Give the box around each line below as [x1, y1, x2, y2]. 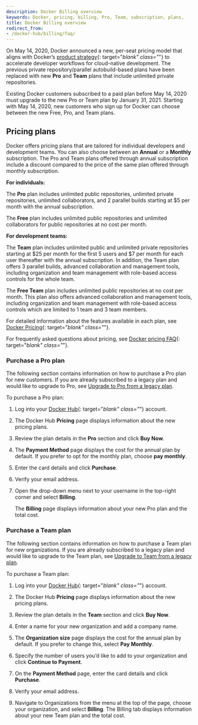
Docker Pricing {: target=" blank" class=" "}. [6, 323, 110, 330]
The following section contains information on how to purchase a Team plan [6, 540, 191, 547]
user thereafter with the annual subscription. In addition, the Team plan [6, 256, 180, 263]
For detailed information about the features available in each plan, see [6, 317, 177, 324]
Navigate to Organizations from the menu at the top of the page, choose [14, 699, 191, 706]
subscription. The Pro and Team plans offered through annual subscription [6, 155, 189, 162]
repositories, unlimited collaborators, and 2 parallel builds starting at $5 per [6, 197, 190, 204]
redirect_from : [6, 25, 44, 31]
